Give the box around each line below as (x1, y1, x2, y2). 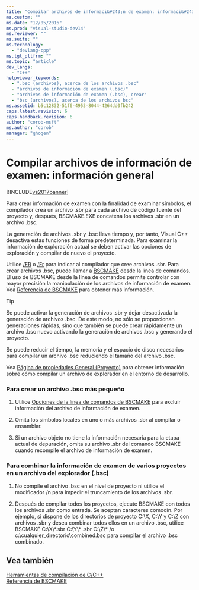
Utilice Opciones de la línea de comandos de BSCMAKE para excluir (14, 398, 181, 406)
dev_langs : (6, 64, 33, 70)
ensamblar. (14, 423, 42, 430)
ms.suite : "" (6, 36, 38, 42)
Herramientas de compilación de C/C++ (6, 572, 104, 579)
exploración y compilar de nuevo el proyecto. (6, 249, 117, 256)
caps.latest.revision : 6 (6, 108, 68, 114)
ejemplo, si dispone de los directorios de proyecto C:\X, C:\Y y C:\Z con (14, 513, 190, 520)
